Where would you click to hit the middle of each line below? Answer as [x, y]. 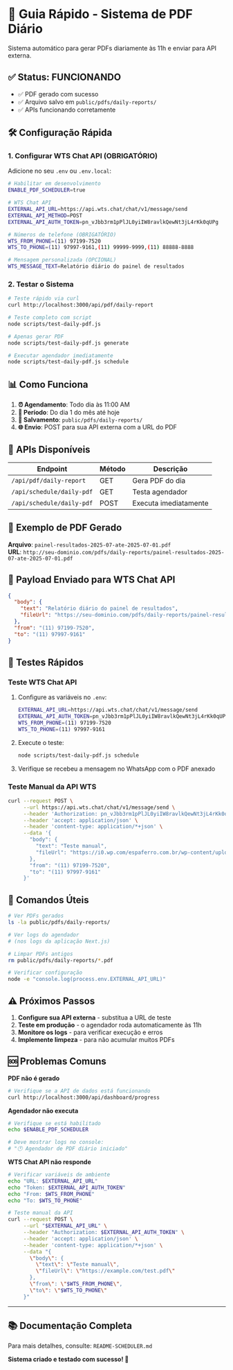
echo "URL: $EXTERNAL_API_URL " [53, 1181]
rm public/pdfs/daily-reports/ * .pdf [60, 960]
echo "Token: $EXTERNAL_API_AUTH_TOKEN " [67, 1188]
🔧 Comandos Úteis [48, 900]
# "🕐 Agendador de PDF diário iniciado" [68, 1149]
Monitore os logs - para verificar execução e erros [90, 1032]
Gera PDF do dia [159, 480]
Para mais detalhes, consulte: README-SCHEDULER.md [80, 1346]
